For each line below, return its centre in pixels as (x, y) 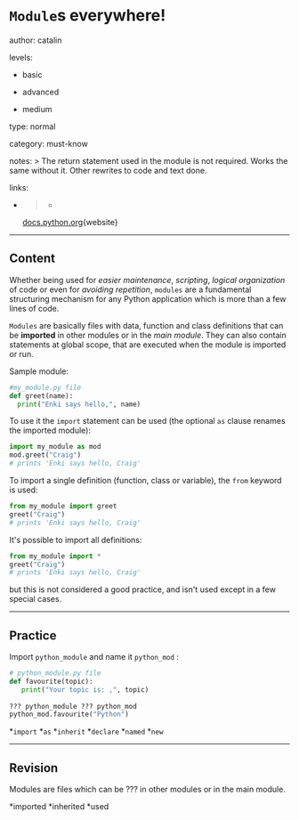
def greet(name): (41, 396)
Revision (34, 768)
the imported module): (50, 430)
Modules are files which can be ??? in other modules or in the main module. (148, 790)
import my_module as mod (55, 447)
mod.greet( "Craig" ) (45, 455)
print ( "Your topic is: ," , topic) (85, 690)
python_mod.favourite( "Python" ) (69, 714)
